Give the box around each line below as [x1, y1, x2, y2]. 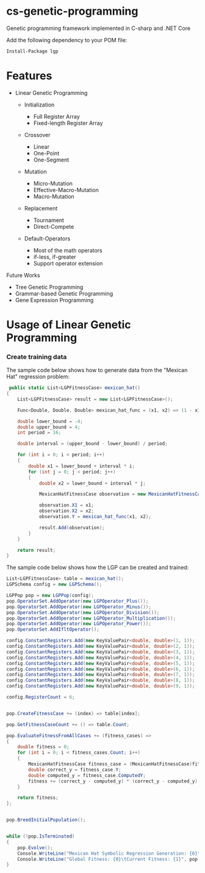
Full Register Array [33, 113, 81, 120]
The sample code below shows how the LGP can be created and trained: [6, 564, 189, 571]
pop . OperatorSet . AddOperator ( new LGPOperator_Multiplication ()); [6, 615, 176, 622]
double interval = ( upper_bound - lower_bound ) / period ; [17, 440, 168, 447]
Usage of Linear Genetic [6, 318, 131, 332]
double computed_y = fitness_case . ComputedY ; [28, 772, 146, 778]
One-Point [33, 149, 60, 157]
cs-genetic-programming [6, 4, 138, 18]
